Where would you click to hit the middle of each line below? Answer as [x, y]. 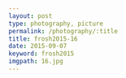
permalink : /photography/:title [63, 31]
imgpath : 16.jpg [36, 62]
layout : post [30, 16]
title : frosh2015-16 [43, 39]
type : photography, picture [56, 24]
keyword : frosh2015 [41, 54]
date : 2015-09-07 [38, 46]
